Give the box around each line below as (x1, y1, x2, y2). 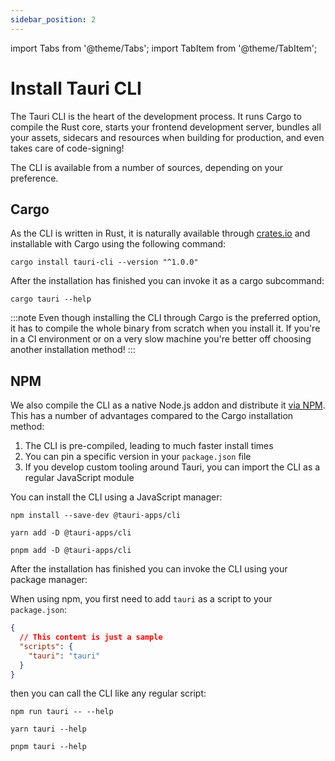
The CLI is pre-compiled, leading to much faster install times (24, 440, 274, 452)
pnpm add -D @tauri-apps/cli (10, 546, 132, 556)
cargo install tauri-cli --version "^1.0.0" (10, 257, 199, 268)
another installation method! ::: (10, 344, 136, 356)
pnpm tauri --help (10, 742, 87, 752)
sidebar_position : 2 (10, 14, 97, 25)
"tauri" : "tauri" (28, 651, 101, 661)
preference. (10, 172, 59, 184)
